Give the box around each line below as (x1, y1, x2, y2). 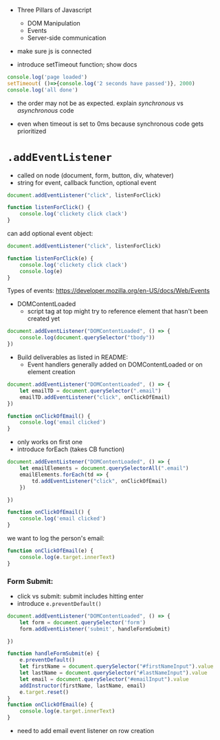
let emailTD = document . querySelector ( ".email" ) (19, 387, 162, 394)
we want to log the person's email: (7, 534, 105, 543)
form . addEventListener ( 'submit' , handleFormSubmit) (19, 625, 170, 632)
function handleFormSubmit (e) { (7, 650, 100, 657)
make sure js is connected (16, 47, 91, 55)
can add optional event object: (7, 230, 93, 238)
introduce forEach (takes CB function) (16, 445, 125, 453)
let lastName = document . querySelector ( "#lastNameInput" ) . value (19, 670, 208, 677)
